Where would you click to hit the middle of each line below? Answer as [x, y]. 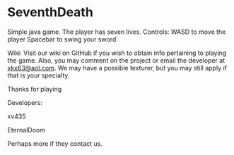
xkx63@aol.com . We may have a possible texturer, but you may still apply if [117, 68]
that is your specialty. [39, 75]
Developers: [25, 102]
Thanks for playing [35, 89]
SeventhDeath [50, 12]
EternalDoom [27, 130]
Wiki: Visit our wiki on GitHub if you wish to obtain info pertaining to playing [117, 53]
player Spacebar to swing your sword [62, 39]
